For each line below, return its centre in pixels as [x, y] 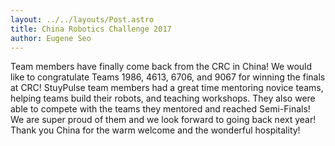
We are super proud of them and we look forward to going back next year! [163, 120]
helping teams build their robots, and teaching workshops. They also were [163, 98]
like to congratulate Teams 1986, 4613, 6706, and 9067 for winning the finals [168, 77]
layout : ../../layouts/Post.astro [82, 19]
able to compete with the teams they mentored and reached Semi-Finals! [160, 109]
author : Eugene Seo [51, 38]
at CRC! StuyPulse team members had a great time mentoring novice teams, [167, 88]
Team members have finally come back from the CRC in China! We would [161, 67]
